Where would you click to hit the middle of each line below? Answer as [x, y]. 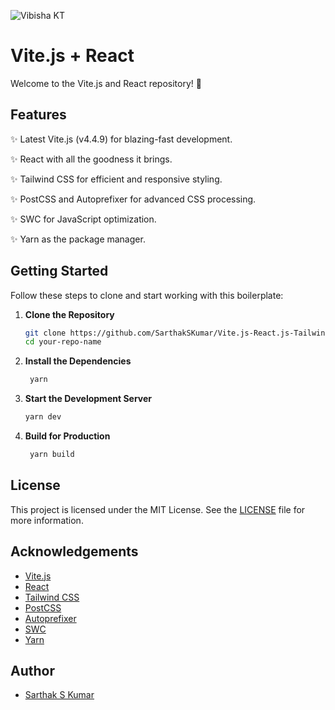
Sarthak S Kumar [59, 695]
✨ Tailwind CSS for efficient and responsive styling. [116, 179]
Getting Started [59, 271]
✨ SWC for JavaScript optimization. [83, 219]
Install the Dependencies [78, 361]
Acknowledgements [74, 551]
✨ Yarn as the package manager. [78, 239]
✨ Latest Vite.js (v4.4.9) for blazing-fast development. [121, 139]
